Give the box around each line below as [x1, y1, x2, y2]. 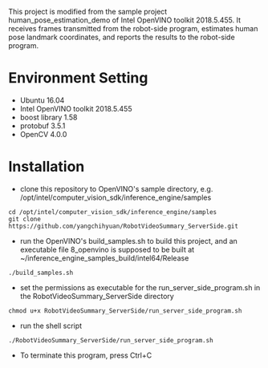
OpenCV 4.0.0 [19, 129, 67, 139]
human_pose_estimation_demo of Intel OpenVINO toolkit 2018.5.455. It [8, 15, 242, 25]
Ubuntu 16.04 [19, 95, 65, 105]
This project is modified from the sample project [8, 7, 168, 16]
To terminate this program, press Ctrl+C [19, 350, 152, 360]
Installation [8, 158, 85, 176]
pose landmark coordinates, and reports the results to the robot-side [8, 32, 235, 42]
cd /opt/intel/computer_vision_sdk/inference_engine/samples [8, 208, 217, 216]
